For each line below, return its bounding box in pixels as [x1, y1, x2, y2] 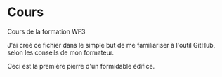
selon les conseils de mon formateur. [7, 48, 115, 57]
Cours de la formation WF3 [7, 27, 86, 36]
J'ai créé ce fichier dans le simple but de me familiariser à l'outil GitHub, [7, 41, 216, 49]
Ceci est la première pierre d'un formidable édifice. [7, 62, 155, 70]
